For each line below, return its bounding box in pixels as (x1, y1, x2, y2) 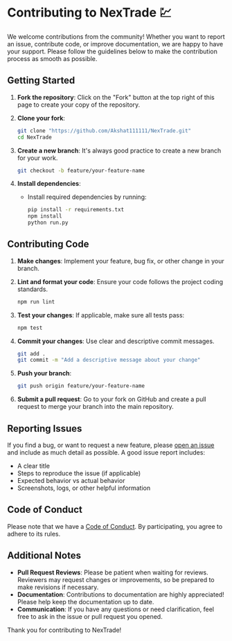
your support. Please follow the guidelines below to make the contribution (7, 47, 218, 55)
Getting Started (7, 75, 75, 87)
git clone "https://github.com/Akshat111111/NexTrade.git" (17, 127, 192, 134)
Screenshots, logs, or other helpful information (17, 484, 151, 492)
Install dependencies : (17, 179, 81, 188)
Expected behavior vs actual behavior (17, 477, 125, 484)
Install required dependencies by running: (27, 193, 147, 201)
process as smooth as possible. (7, 54, 98, 62)
